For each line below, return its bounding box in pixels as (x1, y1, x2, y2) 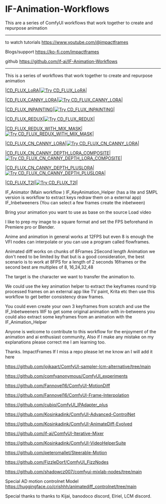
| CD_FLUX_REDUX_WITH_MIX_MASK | (5, 125, 83, 131)
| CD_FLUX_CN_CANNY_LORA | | (5, 140, 139, 146)
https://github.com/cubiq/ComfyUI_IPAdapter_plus (5, 401, 108, 408)
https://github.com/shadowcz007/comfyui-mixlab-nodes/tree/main (5, 468, 142, 474)
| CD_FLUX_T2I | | (5, 179, 78, 186)
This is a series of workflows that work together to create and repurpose (5, 73, 153, 78)
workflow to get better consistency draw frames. (5, 294, 105, 300)
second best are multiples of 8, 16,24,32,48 (5, 264, 94, 270)
